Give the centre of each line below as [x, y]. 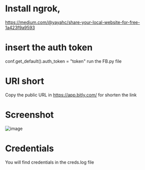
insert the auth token [49, 48]
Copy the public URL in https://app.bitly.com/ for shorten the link [71, 95]
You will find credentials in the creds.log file [49, 162]
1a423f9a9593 [20, 27]
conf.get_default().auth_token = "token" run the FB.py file [64, 61]
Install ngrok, [33, 9]
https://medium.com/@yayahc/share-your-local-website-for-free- [72, 22]
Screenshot [29, 115]
